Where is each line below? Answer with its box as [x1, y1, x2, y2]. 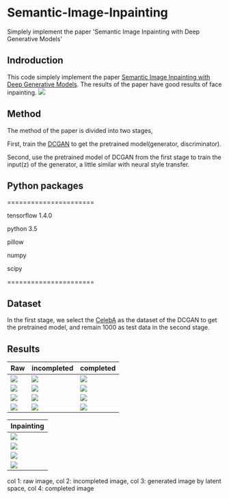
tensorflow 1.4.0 [7, 211, 53, 220]
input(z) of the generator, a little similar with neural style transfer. [7, 160, 190, 169]
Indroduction [7, 55, 64, 66]
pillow [7, 238, 24, 246]
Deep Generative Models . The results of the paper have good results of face [7, 80, 222, 88]
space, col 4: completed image [7, 485, 94, 492]
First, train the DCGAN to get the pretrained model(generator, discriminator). [7, 139, 222, 148]
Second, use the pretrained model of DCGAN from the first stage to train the [7, 153, 221, 161]
